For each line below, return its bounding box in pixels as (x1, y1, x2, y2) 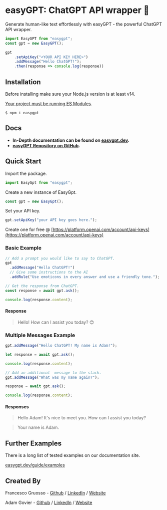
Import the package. (5, 170, 47, 176)
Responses (5, 403, 29, 410)
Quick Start (5, 157, 41, 166)
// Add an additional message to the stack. (5, 370, 101, 375)
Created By (5, 476, 41, 485)
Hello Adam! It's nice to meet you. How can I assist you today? (17, 415, 146, 421)
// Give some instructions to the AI (9, 270, 88, 275)
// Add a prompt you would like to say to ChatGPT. (5, 256, 115, 261)
